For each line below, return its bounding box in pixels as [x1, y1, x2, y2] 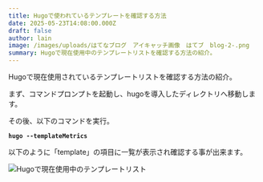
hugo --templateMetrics [8, 132, 88, 140]
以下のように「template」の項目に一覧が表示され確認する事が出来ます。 [8, 148, 247, 156]
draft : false [8, 26, 52, 34]
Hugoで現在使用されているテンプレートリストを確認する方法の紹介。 [8, 72, 237, 81]
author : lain [8, 34, 52, 42]
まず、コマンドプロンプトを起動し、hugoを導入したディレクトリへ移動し [8, 89, 249, 99]
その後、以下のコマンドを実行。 [8, 116, 114, 125]
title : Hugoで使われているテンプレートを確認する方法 [8, 11, 167, 20]
